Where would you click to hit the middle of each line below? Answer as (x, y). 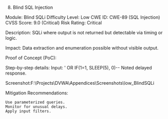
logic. (11, 38)
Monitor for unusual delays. (36, 107)
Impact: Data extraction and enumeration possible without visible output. (82, 48)
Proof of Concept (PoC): (31, 58)
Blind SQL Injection (33, 7)
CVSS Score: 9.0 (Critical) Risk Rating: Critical (54, 23)
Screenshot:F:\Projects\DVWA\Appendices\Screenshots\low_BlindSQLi (80, 83)
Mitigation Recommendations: (37, 93)
